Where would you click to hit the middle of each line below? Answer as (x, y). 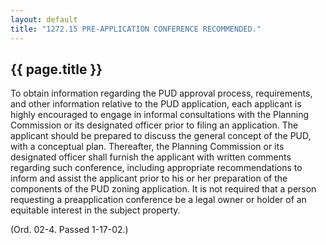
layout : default (44, 19)
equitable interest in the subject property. (95, 210)
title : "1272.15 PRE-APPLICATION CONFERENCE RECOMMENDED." (136, 29)
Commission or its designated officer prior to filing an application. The (154, 125)
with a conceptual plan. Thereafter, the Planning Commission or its (147, 147)
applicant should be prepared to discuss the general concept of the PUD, (161, 136)
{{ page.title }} (56, 69)
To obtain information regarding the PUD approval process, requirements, (161, 93)
